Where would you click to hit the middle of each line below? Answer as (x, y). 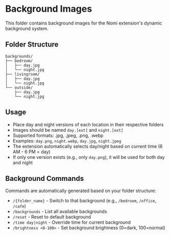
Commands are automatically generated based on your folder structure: (81, 191)
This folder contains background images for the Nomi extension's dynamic (84, 23)
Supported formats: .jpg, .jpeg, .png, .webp (58, 135)
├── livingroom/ (22, 74)
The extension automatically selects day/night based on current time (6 (88, 146)
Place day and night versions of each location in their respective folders (88, 124)
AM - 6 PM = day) (31, 152)
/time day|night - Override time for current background (72, 222)
